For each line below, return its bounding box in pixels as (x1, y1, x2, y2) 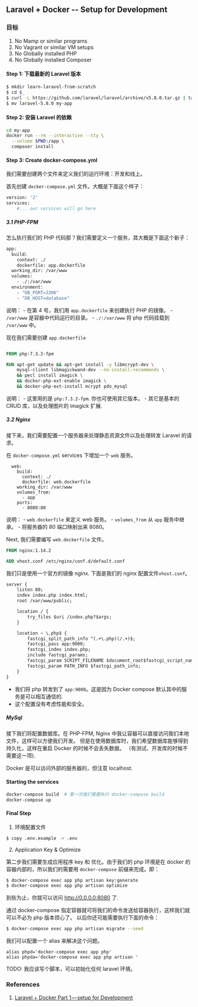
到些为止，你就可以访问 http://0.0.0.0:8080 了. (6, 894, 119, 901)
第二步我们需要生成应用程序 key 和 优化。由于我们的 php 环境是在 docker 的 (6, 858, 190, 865)
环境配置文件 (14, 823, 46, 831)
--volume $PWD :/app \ (11, 138, 65, 144)
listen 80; (16, 587, 44, 593)
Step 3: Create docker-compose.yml (6, 156, 98, 164)
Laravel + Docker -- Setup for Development (6, 5, 168, 15)
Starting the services (6, 779, 59, 786)
